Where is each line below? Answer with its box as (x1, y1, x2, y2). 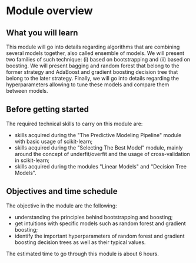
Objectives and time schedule (6, 186, 118, 196)
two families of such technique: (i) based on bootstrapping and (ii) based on (6, 56, 190, 63)
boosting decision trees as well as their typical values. (14, 238, 146, 246)
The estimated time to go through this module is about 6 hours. (6, 250, 159, 257)
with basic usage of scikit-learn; (14, 138, 93, 145)
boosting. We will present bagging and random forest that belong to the (6, 62, 180, 69)
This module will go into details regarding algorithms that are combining (6, 43, 180, 50)
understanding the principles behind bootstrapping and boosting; (14, 213, 173, 220)
